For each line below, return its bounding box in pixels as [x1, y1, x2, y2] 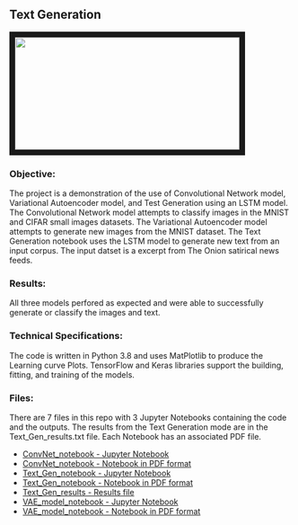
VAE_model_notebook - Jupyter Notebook [22, 496, 179, 507]
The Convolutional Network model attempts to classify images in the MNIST [9, 207, 290, 218]
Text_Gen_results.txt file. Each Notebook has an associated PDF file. [9, 432, 262, 441]
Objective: [9, 167, 56, 180]
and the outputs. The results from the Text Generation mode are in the [9, 422, 268, 432]
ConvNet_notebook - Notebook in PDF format [22, 458, 191, 468]
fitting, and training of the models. [9, 369, 135, 380]
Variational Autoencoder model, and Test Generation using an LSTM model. [9, 198, 289, 209]
